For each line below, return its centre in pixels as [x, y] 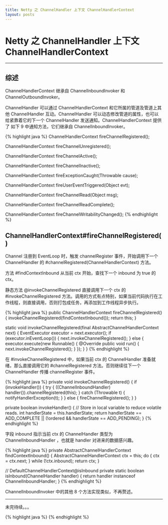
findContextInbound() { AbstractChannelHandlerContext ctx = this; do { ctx [82, 456]
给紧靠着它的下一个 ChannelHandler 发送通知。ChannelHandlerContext [78, 120]
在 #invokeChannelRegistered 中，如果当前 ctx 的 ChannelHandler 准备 [78, 359]
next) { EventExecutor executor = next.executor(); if [58, 333]
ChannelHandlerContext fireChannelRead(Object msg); [62, 195]
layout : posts [20, 15]
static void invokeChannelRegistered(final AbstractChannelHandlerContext [82, 328]
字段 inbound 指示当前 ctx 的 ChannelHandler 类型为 [59, 434]
